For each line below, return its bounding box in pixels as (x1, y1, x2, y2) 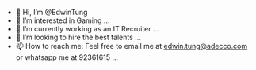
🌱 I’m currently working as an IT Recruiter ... (15, 24, 160, 33)
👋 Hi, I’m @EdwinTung (15, 8, 88, 17)
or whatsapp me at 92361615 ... (15, 53, 119, 62)
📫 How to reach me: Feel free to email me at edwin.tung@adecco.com (15, 42, 248, 50)
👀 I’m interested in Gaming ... (15, 16, 110, 25)
